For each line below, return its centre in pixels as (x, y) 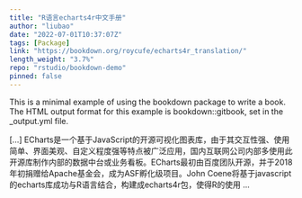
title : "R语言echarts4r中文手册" (68, 18)
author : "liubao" (42, 26)
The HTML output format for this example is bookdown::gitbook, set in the (147, 111)
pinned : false (36, 76)
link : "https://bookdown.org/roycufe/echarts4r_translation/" (128, 51)
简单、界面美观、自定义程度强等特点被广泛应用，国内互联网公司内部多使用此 (151, 150)
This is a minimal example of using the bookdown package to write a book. (147, 102)
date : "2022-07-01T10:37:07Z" (66, 34)
